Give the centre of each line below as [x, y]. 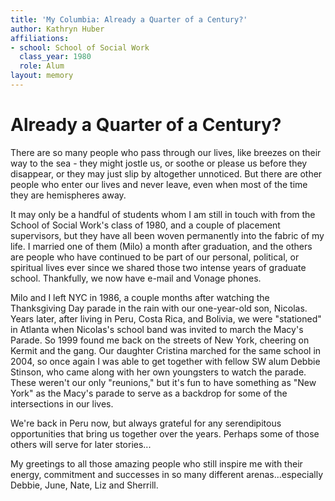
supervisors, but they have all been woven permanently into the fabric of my [167, 235]
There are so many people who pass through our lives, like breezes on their [166, 152]
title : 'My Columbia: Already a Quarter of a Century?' [129, 19]
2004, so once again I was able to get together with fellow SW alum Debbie [165, 361]
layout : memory [42, 76]
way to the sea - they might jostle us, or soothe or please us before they [159, 163]
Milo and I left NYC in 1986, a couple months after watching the [140, 297]
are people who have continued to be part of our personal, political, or [155, 257]
